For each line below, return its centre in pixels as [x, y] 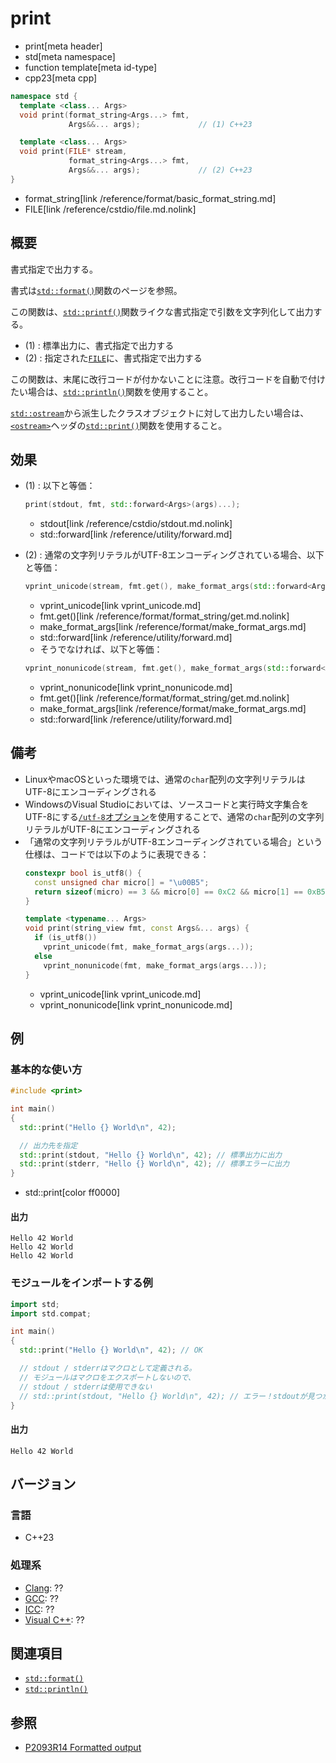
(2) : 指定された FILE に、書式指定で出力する [113, 358]
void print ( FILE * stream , [73, 152]
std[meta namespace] [70, 56]
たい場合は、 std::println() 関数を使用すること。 [112, 391]
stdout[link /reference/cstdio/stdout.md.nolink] [136, 524]
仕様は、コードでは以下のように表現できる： [117, 854]
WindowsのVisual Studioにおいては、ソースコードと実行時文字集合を [167, 804]
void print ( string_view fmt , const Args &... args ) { [137, 928]
